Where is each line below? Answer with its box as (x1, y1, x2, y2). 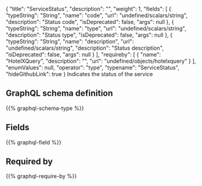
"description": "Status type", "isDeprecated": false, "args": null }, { (6, 31, 173, 39)
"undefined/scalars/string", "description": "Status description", (6, 44, 164, 52)
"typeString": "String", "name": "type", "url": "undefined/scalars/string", (6, 25, 187, 32)
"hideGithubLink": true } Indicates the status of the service (6, 71, 154, 77)
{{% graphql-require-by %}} (6, 172, 77, 180)
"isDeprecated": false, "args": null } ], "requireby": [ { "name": (6, 51, 162, 58)
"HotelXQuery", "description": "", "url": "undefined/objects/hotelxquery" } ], (6, 58, 196, 64)
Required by (6, 157, 53, 167)
